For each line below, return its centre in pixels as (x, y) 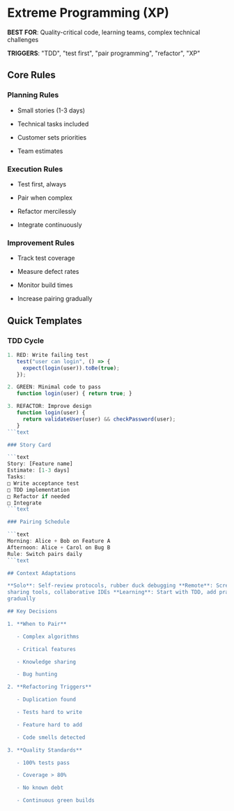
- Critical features (46, 649)
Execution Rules (35, 169)
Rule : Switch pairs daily (45, 554)
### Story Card (29, 445)
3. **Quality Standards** (45, 750)
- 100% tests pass (43, 763)
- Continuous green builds (56, 801)
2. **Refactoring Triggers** (49, 687)
